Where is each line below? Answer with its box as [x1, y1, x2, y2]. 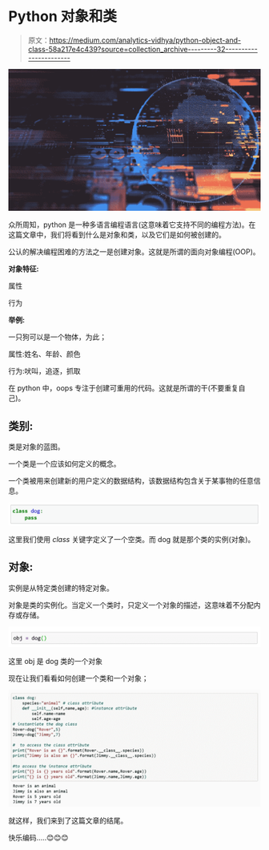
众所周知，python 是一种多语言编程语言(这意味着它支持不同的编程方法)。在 [8, 220, 256, 229]
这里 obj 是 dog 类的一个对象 [8, 656, 102, 666]
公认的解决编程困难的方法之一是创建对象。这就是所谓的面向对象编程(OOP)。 [8, 247, 260, 257]
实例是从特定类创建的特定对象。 [8, 583, 114, 593]
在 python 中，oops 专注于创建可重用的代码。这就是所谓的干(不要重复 [8, 383, 239, 393]
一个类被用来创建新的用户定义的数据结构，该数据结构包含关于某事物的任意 [8, 476, 254, 486]
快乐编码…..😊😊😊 [8, 832, 69, 842]
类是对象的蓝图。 [8, 442, 65, 451]
